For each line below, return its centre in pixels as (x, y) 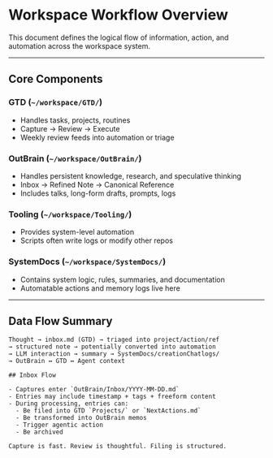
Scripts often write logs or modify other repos (96, 240)
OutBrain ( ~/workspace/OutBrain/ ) (75, 158)
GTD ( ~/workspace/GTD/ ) (56, 102)
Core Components (56, 79)
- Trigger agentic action (60, 425)
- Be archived (39, 432)
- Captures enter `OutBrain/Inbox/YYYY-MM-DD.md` (94, 390)
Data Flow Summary (61, 321)
